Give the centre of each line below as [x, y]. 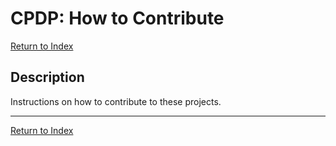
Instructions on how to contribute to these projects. [116, 101]
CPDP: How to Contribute [117, 18]
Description [47, 77]
